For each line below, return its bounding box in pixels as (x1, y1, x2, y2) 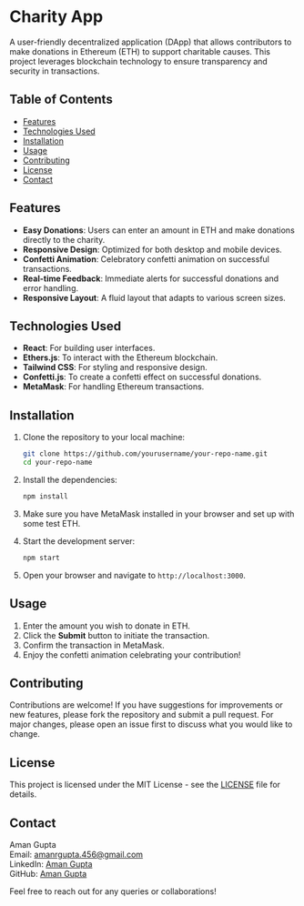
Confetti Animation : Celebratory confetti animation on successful (22, 253, 270, 265)
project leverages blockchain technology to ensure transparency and (9, 55, 269, 66)
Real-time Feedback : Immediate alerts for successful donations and (22, 273, 279, 284)
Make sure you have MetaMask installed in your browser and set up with (22, 508, 295, 519)
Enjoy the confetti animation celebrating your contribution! (22, 649, 241, 660)
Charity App (9, 6, 104, 27)
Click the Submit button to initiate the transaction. (22, 629, 210, 640)
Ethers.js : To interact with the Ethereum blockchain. (22, 352, 218, 363)
